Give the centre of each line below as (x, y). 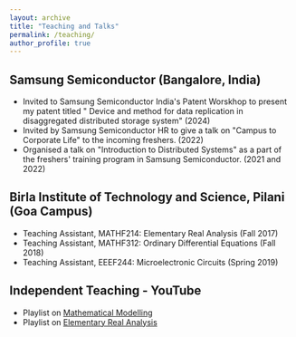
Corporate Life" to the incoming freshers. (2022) (113, 140)
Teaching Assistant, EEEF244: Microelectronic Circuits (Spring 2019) (150, 262)
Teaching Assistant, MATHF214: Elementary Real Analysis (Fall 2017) (150, 233)
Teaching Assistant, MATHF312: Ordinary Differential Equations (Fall (149, 243)
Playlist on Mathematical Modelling (87, 313)
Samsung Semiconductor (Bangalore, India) (135, 79)
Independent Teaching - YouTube (105, 291)
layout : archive (40, 18)
